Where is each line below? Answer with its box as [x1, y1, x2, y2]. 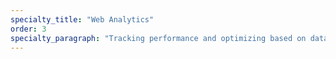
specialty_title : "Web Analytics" [10, 14, 155, 25]
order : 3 [10, 24, 47, 34]
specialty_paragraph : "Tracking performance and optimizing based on [10, 33, 307, 43]
